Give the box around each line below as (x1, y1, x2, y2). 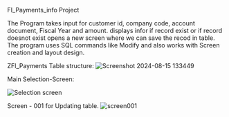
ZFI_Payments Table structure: (7, 62, 95, 70)
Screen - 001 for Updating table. (7, 102, 99, 109)
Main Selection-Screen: (7, 75, 75, 83)
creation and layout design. (7, 48, 85, 56)
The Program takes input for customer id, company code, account (7, 19, 196, 27)
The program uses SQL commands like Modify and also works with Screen (7, 41, 220, 49)
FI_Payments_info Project (7, 6, 80, 14)
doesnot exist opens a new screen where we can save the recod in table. (7, 34, 216, 42)
